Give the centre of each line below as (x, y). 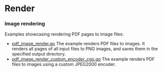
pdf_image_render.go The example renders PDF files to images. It (78, 44)
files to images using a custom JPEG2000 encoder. (64, 64)
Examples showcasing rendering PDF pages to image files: (64, 34)
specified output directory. (39, 54)
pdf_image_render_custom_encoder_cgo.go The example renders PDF (83, 59)
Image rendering (25, 24)
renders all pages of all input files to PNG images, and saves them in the (85, 49)
